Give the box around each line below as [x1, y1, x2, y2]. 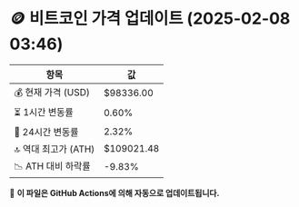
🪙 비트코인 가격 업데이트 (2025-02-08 [9, 8, 291, 29]
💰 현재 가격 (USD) [14, 85, 91, 98]
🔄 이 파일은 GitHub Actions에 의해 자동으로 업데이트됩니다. [9, 187, 220, 198]
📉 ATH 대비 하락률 [14, 160, 91, 172]
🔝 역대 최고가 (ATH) [14, 143, 95, 155]
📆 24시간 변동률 [14, 125, 79, 138]
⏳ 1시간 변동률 [14, 105, 75, 118]
